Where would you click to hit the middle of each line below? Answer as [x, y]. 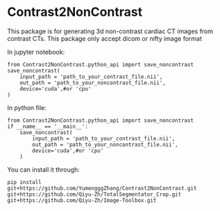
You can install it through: [43, 169]
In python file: [27, 107]
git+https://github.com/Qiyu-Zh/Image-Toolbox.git [82, 200]
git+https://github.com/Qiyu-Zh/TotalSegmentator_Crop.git [94, 194]
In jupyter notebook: [36, 52]
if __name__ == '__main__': [48, 126]
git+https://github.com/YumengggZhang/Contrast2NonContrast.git [102, 188]
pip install [24, 182]
